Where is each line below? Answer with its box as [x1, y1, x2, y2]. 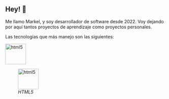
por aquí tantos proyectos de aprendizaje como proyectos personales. [5, 24, 152, 30]
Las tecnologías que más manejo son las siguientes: [5, 33, 114, 39]
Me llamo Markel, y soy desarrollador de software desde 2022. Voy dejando [5, 18, 164, 24]
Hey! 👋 [5, 5, 27, 14]
